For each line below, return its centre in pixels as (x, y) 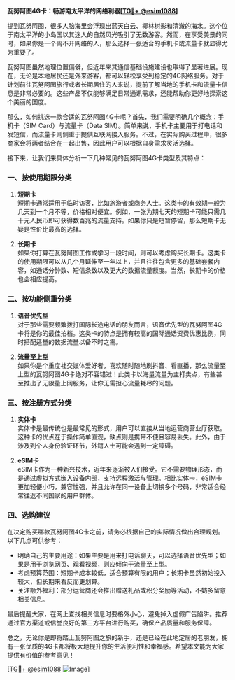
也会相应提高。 (39, 279)
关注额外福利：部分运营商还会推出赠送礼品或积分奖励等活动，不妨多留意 (121, 590)
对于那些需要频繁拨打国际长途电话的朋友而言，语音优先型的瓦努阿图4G (120, 324)
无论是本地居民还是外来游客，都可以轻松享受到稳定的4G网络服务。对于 (122, 76)
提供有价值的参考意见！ (41, 655)
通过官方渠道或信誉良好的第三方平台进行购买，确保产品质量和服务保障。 (111, 623)
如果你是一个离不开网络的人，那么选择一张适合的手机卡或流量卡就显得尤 (123, 43)
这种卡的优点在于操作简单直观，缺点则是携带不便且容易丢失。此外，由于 (121, 437)
